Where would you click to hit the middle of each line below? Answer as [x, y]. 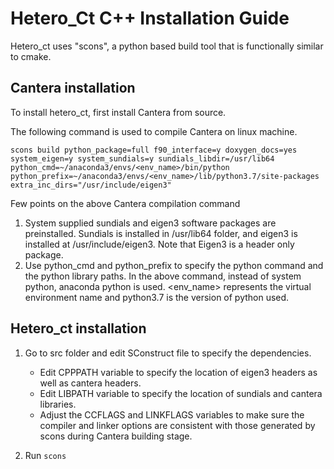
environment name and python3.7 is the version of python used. [157, 297]
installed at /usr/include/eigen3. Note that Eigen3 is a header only [159, 244]
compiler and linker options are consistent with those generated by [177, 425]
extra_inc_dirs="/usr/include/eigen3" [91, 185]
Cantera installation [73, 88]
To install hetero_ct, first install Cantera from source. [118, 112]
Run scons [45, 455]
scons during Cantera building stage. [116, 436]
